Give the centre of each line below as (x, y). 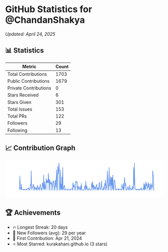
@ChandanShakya (45, 20)
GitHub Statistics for (49, 9)
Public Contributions (28, 81)
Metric (29, 67)
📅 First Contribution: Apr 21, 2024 (47, 238)
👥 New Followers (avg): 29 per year (49, 233)
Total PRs (17, 116)
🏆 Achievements (33, 212)
